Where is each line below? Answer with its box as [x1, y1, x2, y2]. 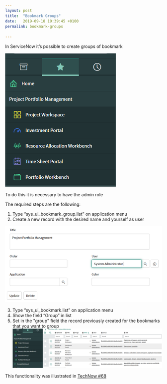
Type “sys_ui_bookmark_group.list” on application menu [12, 211, 128, 217]
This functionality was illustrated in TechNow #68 [5, 373, 107, 379]
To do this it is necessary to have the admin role [5, 192, 103, 198]
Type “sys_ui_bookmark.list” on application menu [12, 307, 113, 313]
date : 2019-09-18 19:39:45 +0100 [5, 18, 79, 23]
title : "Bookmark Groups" [5, 13, 61, 18]
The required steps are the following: [5, 201, 81, 207]
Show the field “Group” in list [12, 312, 72, 318]
